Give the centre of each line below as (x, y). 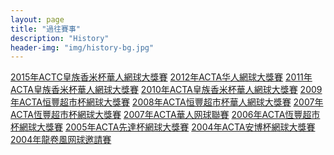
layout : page (37, 19)
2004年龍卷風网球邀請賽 (61, 140)
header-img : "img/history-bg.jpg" (82, 47)
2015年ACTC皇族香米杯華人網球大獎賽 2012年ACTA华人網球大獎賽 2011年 (161, 77)
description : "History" (60, 38)
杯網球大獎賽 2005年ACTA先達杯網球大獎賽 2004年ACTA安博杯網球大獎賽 (163, 127)
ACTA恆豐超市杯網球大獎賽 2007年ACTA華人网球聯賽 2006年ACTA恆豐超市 (165, 115)
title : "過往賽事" (46, 29)
